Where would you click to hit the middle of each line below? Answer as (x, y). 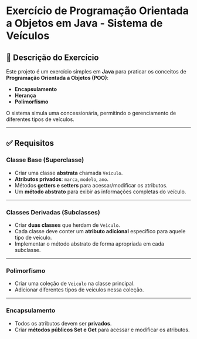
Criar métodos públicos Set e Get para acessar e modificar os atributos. (102, 330)
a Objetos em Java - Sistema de (84, 23)
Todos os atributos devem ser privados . (63, 323)
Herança (25, 95)
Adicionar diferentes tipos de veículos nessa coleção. (79, 290)
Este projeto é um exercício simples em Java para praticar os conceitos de (96, 71)
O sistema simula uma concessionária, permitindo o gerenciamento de (91, 113)
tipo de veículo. (33, 237)
